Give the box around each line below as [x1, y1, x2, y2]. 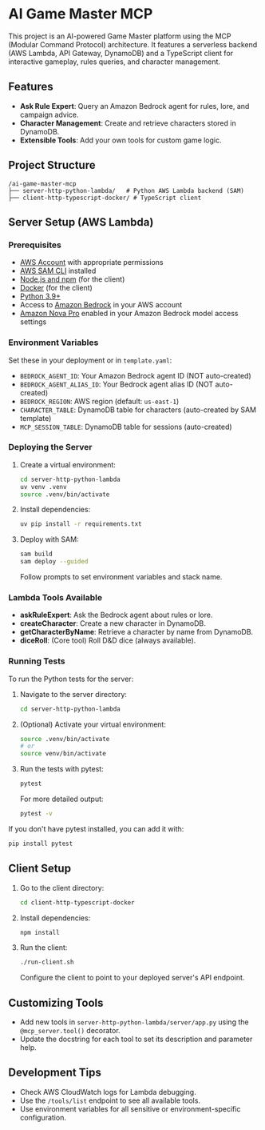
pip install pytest [8, 839, 73, 847]
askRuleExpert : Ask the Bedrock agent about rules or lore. [19, 610, 213, 620]
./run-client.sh [19, 958, 74, 967]
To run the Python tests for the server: [8, 674, 134, 683]
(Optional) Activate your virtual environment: [19, 719, 166, 729]
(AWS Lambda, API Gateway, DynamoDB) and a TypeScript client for [8, 48, 234, 58]
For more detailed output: [19, 794, 104, 804]
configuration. [19, 1112, 66, 1122]
